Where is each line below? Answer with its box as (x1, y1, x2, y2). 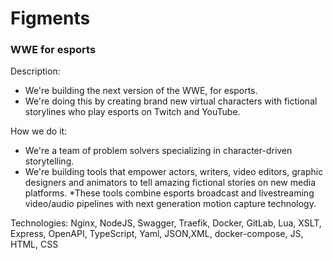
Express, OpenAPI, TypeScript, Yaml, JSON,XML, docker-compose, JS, (10, 228, 304, 240)
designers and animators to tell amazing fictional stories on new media (24, 177, 316, 189)
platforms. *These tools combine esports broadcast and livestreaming (24, 187, 315, 199)
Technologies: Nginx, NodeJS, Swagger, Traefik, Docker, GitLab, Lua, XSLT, (10, 217, 322, 229)
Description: (10, 65, 61, 77)
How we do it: (10, 125, 68, 137)
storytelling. (24, 155, 75, 167)
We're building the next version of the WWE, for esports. (24, 85, 258, 97)
